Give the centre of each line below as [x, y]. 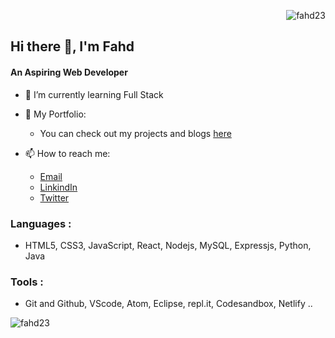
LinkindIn [58, 187]
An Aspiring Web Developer [69, 72]
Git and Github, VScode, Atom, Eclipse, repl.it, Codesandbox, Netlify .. [168, 304]
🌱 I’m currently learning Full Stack [94, 94]
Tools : [27, 282]
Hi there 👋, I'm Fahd [72, 46]
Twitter [54, 197]
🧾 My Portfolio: [55, 114]
